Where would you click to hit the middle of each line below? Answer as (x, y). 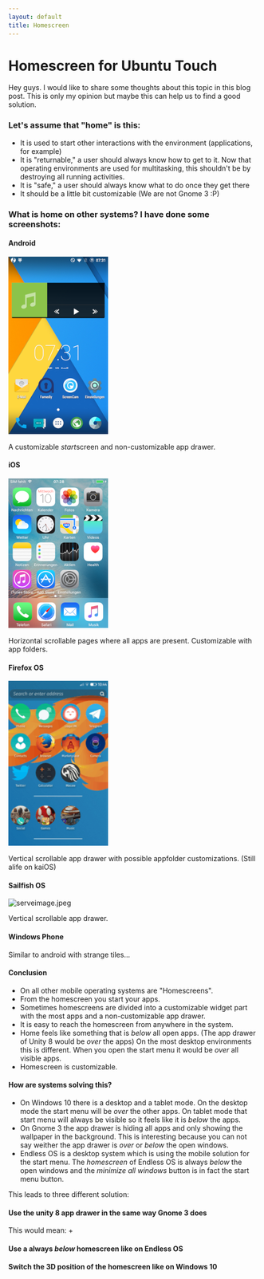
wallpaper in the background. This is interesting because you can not (133, 1137)
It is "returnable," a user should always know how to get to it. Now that (135, 159)
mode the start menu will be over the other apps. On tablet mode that (133, 1112)
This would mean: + (41, 1230)
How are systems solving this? (60, 1085)
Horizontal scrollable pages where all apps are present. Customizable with (130, 641)
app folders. (28, 649)
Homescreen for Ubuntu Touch (113, 66)
